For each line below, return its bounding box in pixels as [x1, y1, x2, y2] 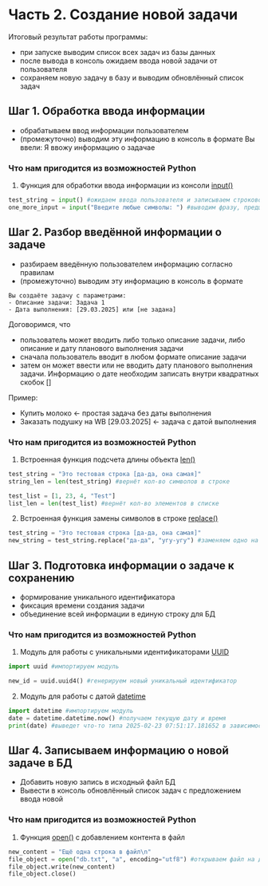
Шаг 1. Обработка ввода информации [8, 104, 206, 118]
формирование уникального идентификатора [19, 592, 175, 601]
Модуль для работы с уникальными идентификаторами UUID [19, 648, 230, 657]
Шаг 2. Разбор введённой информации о [8, 226, 222, 239]
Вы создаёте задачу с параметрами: [8, 291, 127, 300]
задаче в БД [8, 756, 73, 770]
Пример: [8, 392, 38, 402]
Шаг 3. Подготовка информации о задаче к [8, 558, 235, 572]
